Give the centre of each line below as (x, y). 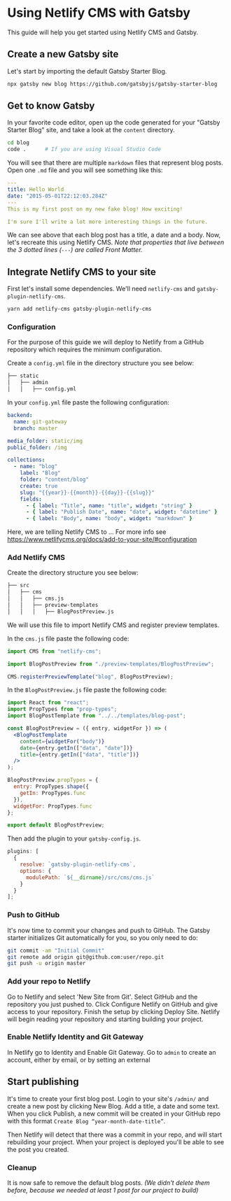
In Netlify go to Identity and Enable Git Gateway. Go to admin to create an (112, 1052)
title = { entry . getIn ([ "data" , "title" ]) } (79, 754)
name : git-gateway (41, 421)
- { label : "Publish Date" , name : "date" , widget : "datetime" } (121, 512)
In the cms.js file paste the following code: (68, 638)
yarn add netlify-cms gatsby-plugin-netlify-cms (79, 309)
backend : (20, 415)
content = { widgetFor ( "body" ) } (62, 741)
